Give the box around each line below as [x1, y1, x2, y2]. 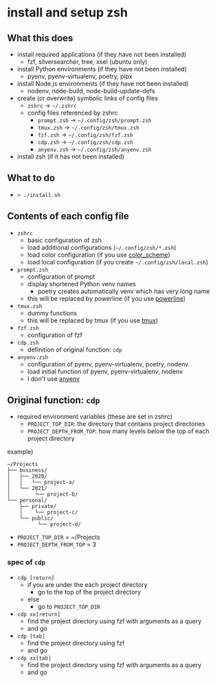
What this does [7, 32, 73, 44]
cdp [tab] [16, 633, 46, 640]
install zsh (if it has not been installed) [16, 152, 125, 161]
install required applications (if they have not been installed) [16, 50, 187, 58]
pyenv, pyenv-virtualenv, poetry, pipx [27, 72, 133, 80]
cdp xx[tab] [16, 654, 52, 662]
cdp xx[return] [16, 611, 61, 618]
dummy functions [27, 309, 78, 317]
